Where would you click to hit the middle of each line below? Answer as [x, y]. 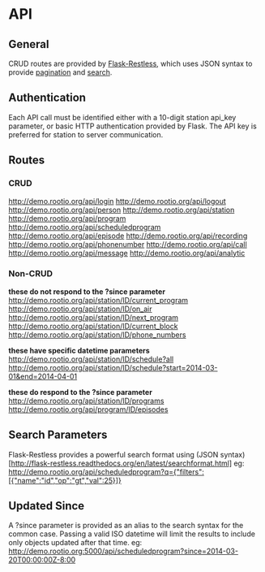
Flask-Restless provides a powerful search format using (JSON [113, 454]
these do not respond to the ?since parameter [87, 291]
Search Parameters [58, 435]
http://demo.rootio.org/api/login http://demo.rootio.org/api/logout [118, 201]
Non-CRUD [30, 274]
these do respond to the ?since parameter [80, 392]
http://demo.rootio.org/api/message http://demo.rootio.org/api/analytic [127, 253]
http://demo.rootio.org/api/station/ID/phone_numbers [97, 335]
